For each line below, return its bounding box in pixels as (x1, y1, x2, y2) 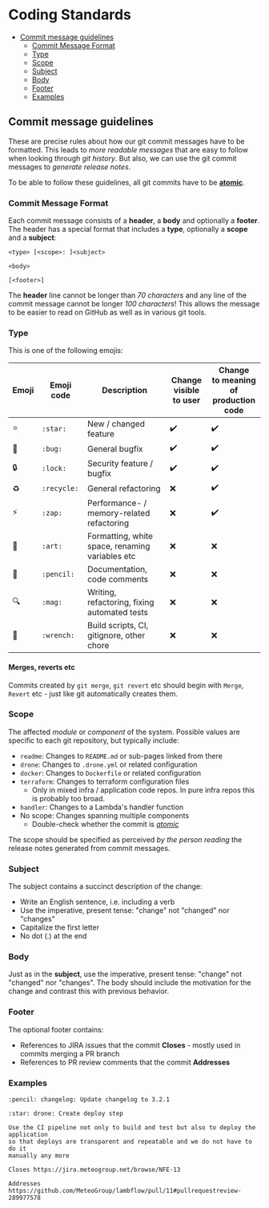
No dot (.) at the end (19, 931, 87, 941)
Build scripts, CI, (86, 620, 149, 631)
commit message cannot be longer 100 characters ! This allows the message (8, 299, 260, 309)
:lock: (41, 464, 66, 473)
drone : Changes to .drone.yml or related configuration (19, 760, 198, 769)
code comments (86, 574, 149, 585)
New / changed (86, 419, 146, 430)
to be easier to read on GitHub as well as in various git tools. (8, 307, 207, 318)
